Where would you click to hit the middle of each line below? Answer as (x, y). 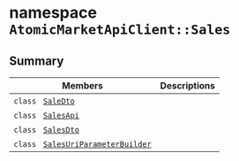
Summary (37, 61)
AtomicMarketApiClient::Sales (120, 30)
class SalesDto (46, 130)
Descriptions (188, 85)
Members (82, 85)
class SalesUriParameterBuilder (82, 144)
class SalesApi (46, 115)
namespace (53, 13)
